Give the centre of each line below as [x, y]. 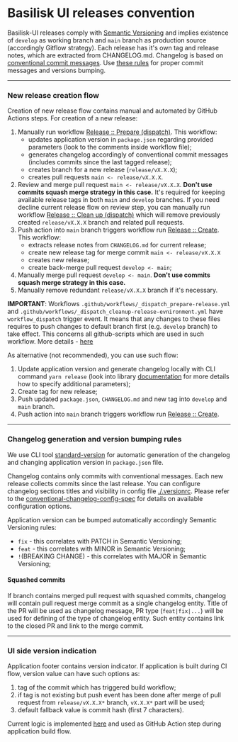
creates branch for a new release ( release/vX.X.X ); [103, 170]
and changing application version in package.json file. [86, 462]
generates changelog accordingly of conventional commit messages [128, 154]
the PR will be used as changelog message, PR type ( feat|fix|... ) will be [115, 610]
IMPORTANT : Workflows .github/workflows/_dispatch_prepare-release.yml [119, 304]
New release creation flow [53, 95]
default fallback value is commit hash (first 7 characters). [101, 710]
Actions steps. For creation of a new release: [73, 118]
